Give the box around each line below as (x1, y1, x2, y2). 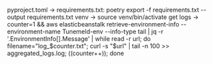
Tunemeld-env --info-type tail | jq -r (62, 27, 164, 35)
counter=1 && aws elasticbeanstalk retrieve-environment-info (7, 20, 180, 28)
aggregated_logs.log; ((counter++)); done (7, 49, 124, 57)
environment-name (7, 27, 61, 35)
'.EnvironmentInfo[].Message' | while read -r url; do (7, 35, 152, 43)
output (7, 13, 26, 21)
